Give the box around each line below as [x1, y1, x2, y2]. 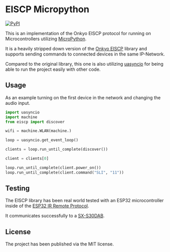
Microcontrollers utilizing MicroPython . [5, 36, 87, 42]
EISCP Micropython [5, 4, 90, 15]
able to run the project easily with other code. [5, 66, 101, 72]
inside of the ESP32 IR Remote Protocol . [5, 203, 89, 209]
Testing [5, 184, 30, 193]
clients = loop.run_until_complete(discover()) [5, 147, 108, 152]
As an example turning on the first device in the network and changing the [5, 94, 161, 100]
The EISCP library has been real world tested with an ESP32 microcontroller [5, 198, 164, 204]
